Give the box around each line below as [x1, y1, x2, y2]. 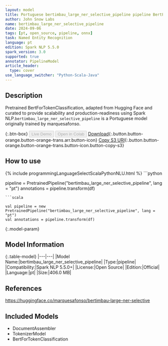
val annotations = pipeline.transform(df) [5, 217, 95, 222]
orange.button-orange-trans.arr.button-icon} [5, 137, 97, 143]
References [5, 284, 42, 293]
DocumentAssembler [12, 325, 56, 331]
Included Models [5, 312, 58, 320]
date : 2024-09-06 [5, 26, 41, 31]
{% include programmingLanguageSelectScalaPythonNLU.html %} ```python [5, 170, 162, 176]
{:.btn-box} [5, 131, 28, 137]
